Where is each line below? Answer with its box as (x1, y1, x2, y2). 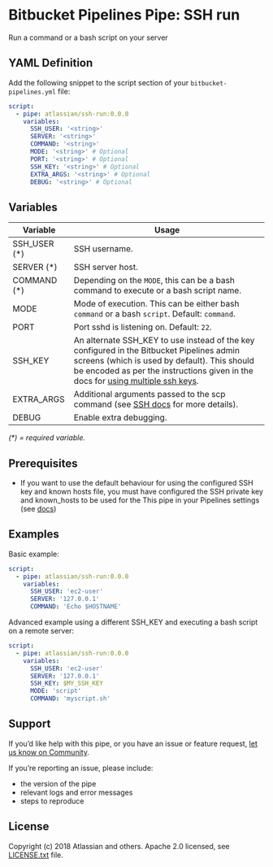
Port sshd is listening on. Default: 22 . (73, 321, 212, 333)
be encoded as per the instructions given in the (73, 365, 253, 377)
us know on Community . (8, 747, 89, 757)
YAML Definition (8, 56, 93, 70)
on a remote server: (8, 626, 75, 636)
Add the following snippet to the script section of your (8, 77, 189, 87)
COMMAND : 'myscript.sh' (29, 695, 111, 703)
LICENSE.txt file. (8, 850, 63, 860)
